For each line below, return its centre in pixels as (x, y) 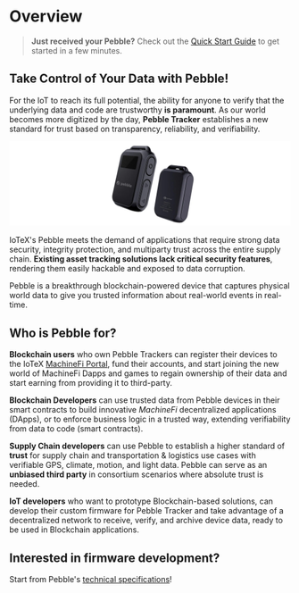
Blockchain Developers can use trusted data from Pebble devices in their (145, 400)
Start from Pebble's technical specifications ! (91, 579)
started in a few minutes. (77, 50)
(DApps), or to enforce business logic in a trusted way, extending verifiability (150, 419)
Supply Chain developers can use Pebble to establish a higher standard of (147, 446)
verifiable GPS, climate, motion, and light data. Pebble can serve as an (138, 465)
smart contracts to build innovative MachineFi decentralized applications (143, 410)
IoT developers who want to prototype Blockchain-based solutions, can (141, 501)
